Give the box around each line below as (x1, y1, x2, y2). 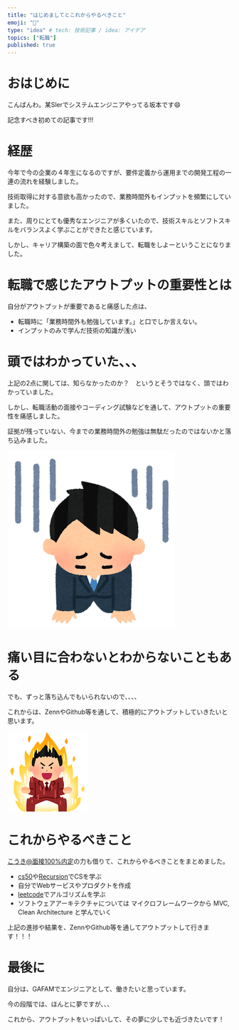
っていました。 (13, 388, 58, 396)
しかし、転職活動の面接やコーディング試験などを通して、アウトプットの (7, 403, 218, 411)
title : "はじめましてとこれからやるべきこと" (7, 11, 127, 19)
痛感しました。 (19, 411, 64, 420)
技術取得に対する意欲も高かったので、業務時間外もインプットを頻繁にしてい (7, 193, 231, 201)
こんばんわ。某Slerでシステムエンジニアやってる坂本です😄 (7, 101, 181, 109)
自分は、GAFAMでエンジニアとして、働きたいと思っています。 (7, 984, 190, 993)
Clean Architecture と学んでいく (17, 907, 112, 917)
